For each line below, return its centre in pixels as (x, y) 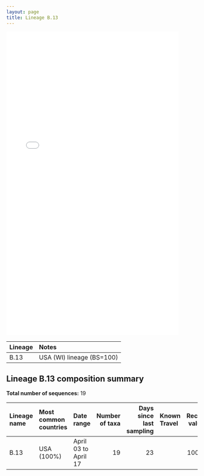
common (52, 420)
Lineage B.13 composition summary (75, 379)
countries (53, 427)
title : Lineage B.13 (32, 18)
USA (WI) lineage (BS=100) (78, 357)
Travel (169, 424)
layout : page (23, 12)
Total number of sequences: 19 (46, 393)
